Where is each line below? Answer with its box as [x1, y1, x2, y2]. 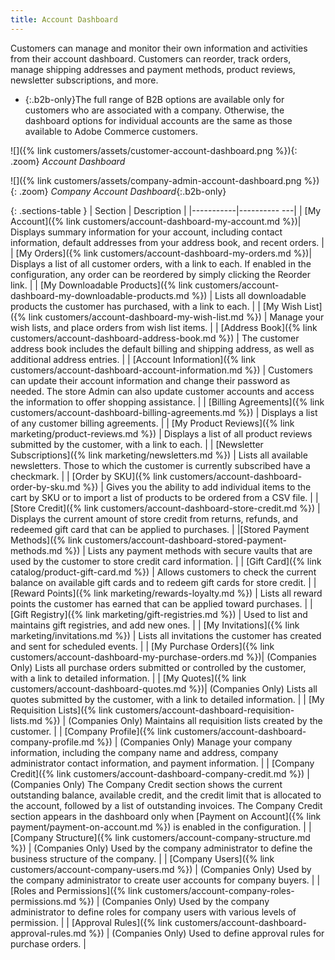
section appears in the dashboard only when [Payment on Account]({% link [10, 810, 322, 822]
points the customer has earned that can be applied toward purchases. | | [10, 597, 313, 610]
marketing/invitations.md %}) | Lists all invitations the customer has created [10, 629, 322, 641]
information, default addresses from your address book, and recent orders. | [10, 236, 325, 248]
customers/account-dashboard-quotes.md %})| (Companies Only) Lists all [10, 682, 318, 695]
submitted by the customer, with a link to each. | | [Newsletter [10, 438, 264, 450]
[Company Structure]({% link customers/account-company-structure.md [10, 831, 311, 843]
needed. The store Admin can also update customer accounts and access [10, 385, 315, 397]
